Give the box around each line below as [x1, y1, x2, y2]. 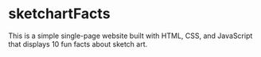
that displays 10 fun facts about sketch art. [8, 39, 148, 48]
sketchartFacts [8, 5, 111, 23]
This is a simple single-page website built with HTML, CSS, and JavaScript [8, 31, 253, 40]
